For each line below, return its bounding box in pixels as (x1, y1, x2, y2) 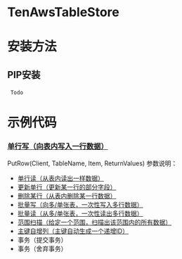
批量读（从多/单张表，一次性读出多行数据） (17, 209, 143, 217)
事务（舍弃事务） (17, 244, 67, 253)
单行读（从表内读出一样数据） (17, 174, 104, 182)
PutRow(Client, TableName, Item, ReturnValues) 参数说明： (7, 159, 178, 168)
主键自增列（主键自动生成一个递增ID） (17, 227, 129, 235)
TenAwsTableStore (7, 4, 119, 20)
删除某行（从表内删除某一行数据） (17, 191, 117, 200)
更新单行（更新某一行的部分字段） (17, 182, 117, 191)
